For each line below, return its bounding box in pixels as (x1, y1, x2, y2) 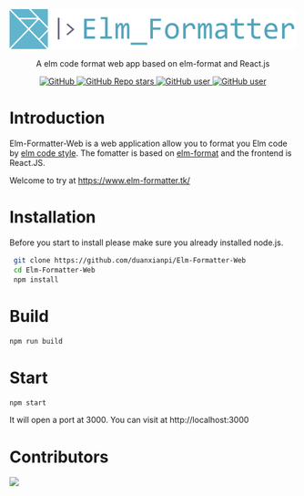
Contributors (9, 447, 109, 467)
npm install (13, 274, 59, 284)
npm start (9, 398, 47, 408)
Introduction (9, 108, 106, 129)
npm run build (9, 337, 64, 346)
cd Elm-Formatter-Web (13, 265, 96, 274)
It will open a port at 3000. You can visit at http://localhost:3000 (9, 415, 249, 426)
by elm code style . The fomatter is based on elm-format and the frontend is (9, 147, 292, 159)
